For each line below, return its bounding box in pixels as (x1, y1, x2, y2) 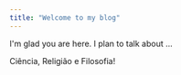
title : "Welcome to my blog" (9, 13, 121, 23)
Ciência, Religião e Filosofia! (9, 55, 116, 66)
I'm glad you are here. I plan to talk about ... (9, 38, 174, 49)
